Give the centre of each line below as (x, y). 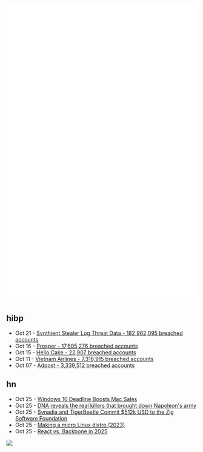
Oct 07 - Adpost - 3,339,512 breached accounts (75, 365)
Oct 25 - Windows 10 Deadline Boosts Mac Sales (76, 399)
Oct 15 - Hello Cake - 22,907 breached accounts (75, 352)
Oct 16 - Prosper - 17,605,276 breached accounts (76, 346)
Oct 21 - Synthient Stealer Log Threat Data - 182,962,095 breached (99, 333)
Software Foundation (41, 418)
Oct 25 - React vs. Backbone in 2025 (61, 431)
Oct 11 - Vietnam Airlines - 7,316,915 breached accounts (84, 359)
